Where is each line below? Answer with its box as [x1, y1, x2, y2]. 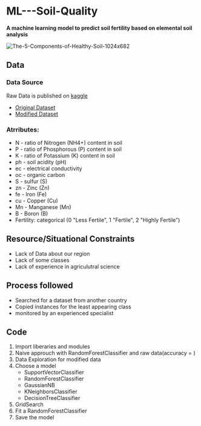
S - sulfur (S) [15, 178, 48, 185]
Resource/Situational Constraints [6, 234, 135, 244]
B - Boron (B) [15, 210, 48, 217]
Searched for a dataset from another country [15, 296, 127, 304]
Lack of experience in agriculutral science [15, 262, 120, 270]
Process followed [6, 281, 73, 291]
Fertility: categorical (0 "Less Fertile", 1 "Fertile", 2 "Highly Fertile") [15, 216, 180, 224]
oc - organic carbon [15, 171, 65, 178]
